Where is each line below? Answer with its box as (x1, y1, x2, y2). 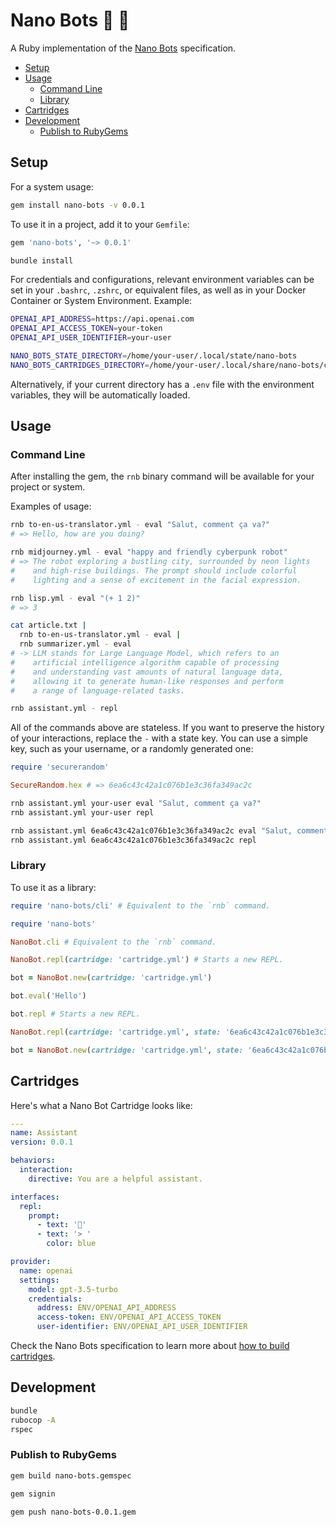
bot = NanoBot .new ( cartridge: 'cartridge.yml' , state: (10, 1045, 244, 1055)
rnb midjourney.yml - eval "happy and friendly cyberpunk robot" (10, 547, 288, 558)
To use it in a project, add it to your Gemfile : (10, 218, 190, 230)
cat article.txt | (10, 620, 87, 631)
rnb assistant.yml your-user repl (10, 807, 155, 818)
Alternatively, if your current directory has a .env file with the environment (10, 378, 315, 390)
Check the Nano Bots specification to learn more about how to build (10, 1340, 290, 1352)
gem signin (10, 1489, 56, 1499)
